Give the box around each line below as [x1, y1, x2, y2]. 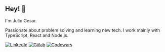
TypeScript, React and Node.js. [5, 32, 69, 38]
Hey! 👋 [5, 5, 26, 13]
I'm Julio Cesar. [5, 17, 37, 23]
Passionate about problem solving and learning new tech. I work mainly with [5, 27, 161, 33]
